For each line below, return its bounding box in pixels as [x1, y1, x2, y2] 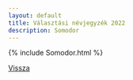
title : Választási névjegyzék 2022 [8, 19, 126, 27]
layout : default [8, 11, 62, 20]
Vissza [8, 63, 30, 73]
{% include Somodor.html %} [8, 48, 104, 58]
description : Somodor [8, 26, 80, 34]
